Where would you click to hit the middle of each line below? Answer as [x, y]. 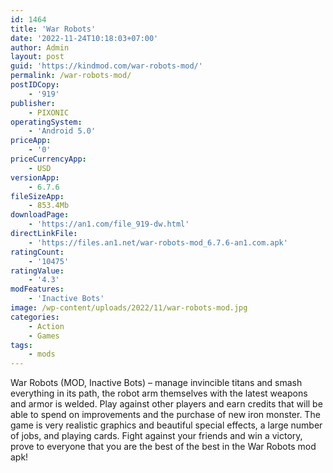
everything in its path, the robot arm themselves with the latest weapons [159, 393]
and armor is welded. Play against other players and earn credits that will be [166, 404]
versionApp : [35, 177]
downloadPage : [40, 215]
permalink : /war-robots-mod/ [71, 76]
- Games [44, 336]
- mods [42, 354]
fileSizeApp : [37, 196]
